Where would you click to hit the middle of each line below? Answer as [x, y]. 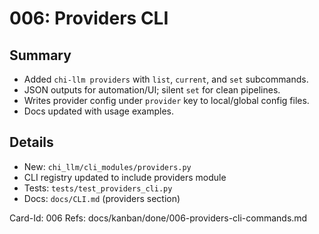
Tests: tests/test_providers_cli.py [98, 188]
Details [31, 142]
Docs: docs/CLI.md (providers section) [102, 198]
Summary [40, 55]
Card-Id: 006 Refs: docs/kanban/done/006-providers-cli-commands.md [158, 218]
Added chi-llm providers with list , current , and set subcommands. [166, 79]
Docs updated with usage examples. [99, 111]
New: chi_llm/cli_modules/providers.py [107, 166]
